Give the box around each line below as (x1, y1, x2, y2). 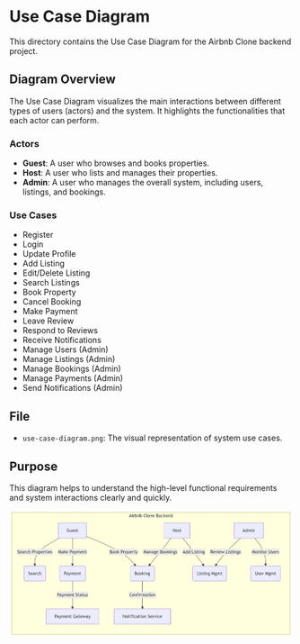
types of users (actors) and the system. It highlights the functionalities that (9, 105, 286, 116)
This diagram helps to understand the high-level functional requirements (9, 482, 278, 493)
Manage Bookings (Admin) (22, 363, 121, 375)
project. (9, 45, 39, 56)
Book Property (22, 286, 76, 298)
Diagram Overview (9, 72, 117, 87)
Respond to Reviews (22, 325, 99, 336)
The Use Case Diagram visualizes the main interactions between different (9, 95, 281, 106)
